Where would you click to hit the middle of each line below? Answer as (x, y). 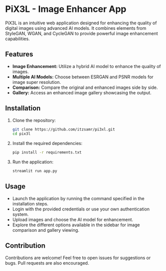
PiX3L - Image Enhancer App (66, 9)
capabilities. (17, 39)
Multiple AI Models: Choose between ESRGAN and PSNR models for (83, 77)
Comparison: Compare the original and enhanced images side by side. (85, 87)
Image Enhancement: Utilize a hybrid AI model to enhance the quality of (87, 66)
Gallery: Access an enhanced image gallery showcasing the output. (82, 92)
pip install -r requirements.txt (47, 152)
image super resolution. (37, 82)
